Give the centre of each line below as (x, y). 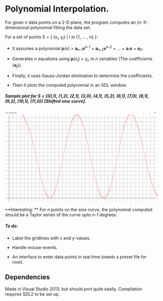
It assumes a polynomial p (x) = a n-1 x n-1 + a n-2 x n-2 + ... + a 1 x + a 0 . (78, 48)
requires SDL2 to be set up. (32, 294)
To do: (12, 226)
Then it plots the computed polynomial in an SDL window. (69, 85)
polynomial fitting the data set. (61, 27)
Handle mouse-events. (35, 247)
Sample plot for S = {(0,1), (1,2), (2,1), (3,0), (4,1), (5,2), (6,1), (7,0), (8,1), (77, 96)
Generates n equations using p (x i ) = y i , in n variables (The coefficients (82, 59)
